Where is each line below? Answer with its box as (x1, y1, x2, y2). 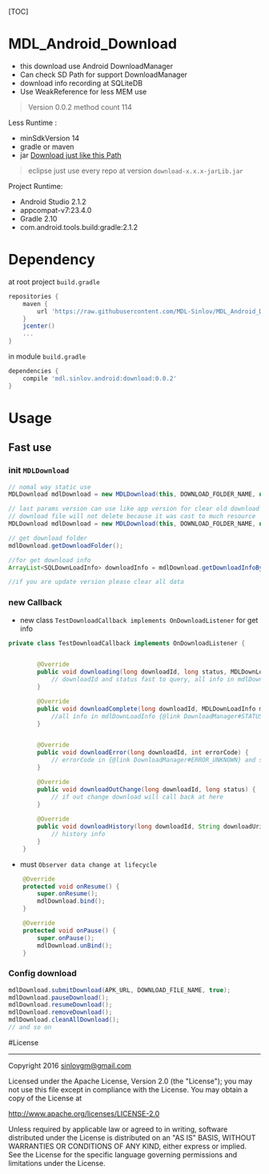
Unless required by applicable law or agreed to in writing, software (8, 1124, 228, 1134)
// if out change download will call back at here (50, 793, 224, 801)
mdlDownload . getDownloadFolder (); (8, 541, 124, 549)
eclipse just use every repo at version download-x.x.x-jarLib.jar (27, 166, 243, 175)
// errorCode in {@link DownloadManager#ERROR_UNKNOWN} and (50, 756, 256, 764)
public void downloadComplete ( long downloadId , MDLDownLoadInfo (37, 705, 256, 713)
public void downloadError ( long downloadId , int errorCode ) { (37, 749, 249, 757)
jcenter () (22, 322, 56, 331)
